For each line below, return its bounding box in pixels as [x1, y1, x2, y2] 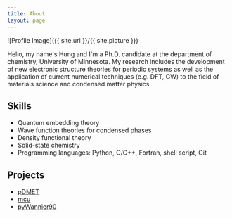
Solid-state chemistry [17, 141, 80, 150]
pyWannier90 [17, 203, 57, 211]
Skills [7, 100, 32, 112]
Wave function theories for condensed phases [17, 126, 152, 134]
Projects [7, 169, 45, 181]
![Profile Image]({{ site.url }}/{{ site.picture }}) [7, 36, 138, 44]
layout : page [7, 17, 46, 24]
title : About [7, 10, 46, 18]
